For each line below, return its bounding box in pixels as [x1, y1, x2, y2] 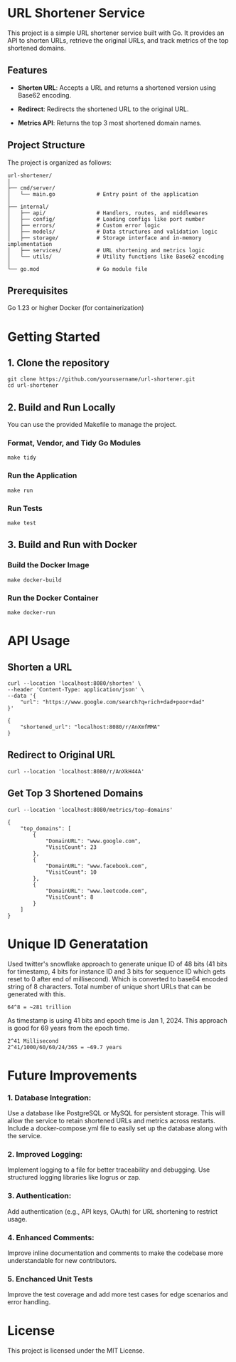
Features [7, 64, 48, 76]
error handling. [7, 1298, 51, 1306]
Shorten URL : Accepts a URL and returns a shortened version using [17, 83, 217, 92]
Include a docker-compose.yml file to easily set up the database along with [7, 1124, 227, 1133]
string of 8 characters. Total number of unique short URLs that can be [7, 982, 212, 991]
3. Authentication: [7, 1191, 72, 1201]
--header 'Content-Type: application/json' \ [7, 686, 144, 693]
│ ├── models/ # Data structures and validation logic [7, 228, 218, 235]
